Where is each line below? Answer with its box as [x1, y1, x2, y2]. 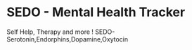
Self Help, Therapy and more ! [6, 27, 94, 36]
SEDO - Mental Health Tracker [6, 4, 186, 20]
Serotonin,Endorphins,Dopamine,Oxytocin [6, 35, 128, 43]
